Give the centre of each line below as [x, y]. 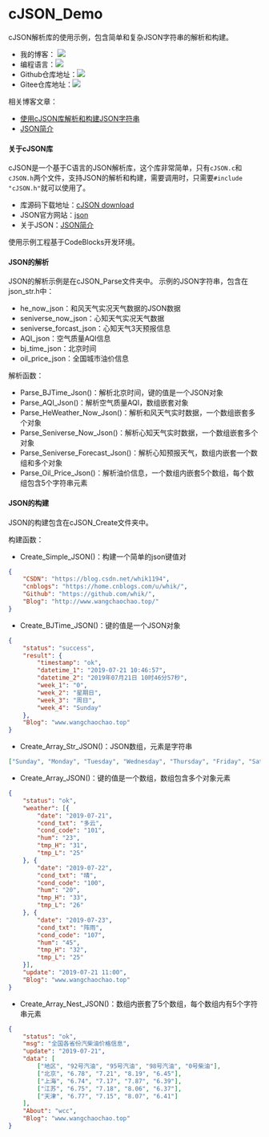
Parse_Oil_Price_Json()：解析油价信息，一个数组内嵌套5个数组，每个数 [137, 473]
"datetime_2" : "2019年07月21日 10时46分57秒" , [112, 678]
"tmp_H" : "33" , [62, 898]
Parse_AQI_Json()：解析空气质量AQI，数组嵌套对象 [104, 403]
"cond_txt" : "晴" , [67, 875]
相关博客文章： [33, 101]
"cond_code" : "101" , [71, 831]
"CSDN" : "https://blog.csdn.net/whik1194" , [96, 579]
